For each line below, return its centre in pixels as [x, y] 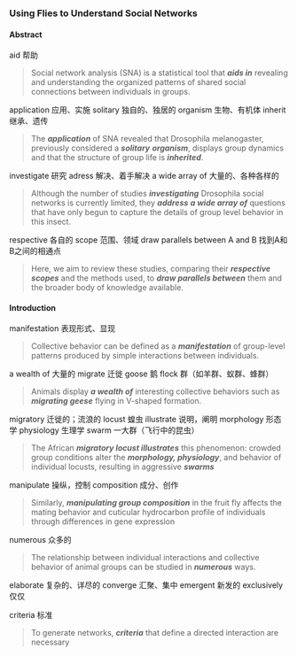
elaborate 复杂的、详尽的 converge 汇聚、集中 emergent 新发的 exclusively [146, 585]
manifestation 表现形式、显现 [63, 328]
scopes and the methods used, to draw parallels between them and [156, 278]
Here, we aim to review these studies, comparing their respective [151, 269]
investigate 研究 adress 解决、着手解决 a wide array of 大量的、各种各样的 [144, 176]
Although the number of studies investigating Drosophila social [147, 194]
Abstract [26, 35]
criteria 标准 [31, 615]
